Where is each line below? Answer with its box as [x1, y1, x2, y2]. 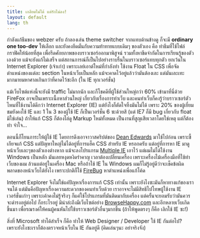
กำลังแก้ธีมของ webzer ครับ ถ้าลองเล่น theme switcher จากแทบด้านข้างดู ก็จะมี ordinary [7, 36, 193, 43]
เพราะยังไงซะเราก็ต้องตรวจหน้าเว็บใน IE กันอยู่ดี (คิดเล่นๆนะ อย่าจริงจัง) [7, 224, 146, 231]
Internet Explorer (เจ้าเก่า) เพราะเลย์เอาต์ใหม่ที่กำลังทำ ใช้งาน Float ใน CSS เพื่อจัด [7, 63, 179, 70]
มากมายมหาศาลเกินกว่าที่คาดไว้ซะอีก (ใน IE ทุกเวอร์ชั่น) [7, 76, 115, 83]
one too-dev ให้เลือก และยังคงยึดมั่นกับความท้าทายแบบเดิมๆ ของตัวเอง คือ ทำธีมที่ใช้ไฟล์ [7, 43, 185, 50]
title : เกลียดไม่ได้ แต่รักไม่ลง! [7, 8, 67, 15]
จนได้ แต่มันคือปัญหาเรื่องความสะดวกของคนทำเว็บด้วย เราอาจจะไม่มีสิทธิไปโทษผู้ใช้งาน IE [7, 186, 182, 193]
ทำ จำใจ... [7, 121, 27, 129]
